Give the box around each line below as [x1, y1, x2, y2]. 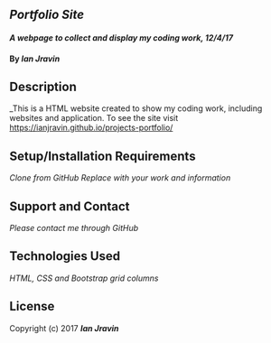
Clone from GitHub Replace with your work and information [9, 172, 231, 183]
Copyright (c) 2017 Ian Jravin [9, 322, 119, 333]
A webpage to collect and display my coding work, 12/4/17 [9, 32, 233, 43]
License [9, 299, 55, 314]
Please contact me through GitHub [9, 223, 138, 234]
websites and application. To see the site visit [9, 113, 179, 124]
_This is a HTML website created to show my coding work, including [9, 103, 263, 114]
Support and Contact [9, 199, 130, 214]
